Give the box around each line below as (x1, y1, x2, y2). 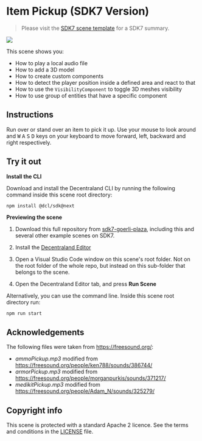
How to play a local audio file (15, 59, 88, 66)
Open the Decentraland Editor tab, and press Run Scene (15, 281, 157, 288)
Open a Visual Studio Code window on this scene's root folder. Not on (15, 256, 190, 263)
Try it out (6, 157, 41, 167)
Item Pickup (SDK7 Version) (6, 4, 150, 18)
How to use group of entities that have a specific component (15, 91, 167, 99)
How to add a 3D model (15, 66, 75, 73)
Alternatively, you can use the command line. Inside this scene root (6, 292, 175, 299)
